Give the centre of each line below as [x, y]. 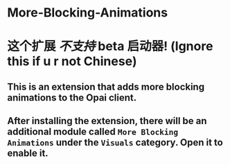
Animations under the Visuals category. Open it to [115, 143]
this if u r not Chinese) [72, 62]
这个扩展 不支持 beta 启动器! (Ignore [110, 47]
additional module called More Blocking [93, 132]
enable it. [28, 153]
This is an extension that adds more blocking [106, 86]
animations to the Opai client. [72, 98]
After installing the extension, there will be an [107, 121]
